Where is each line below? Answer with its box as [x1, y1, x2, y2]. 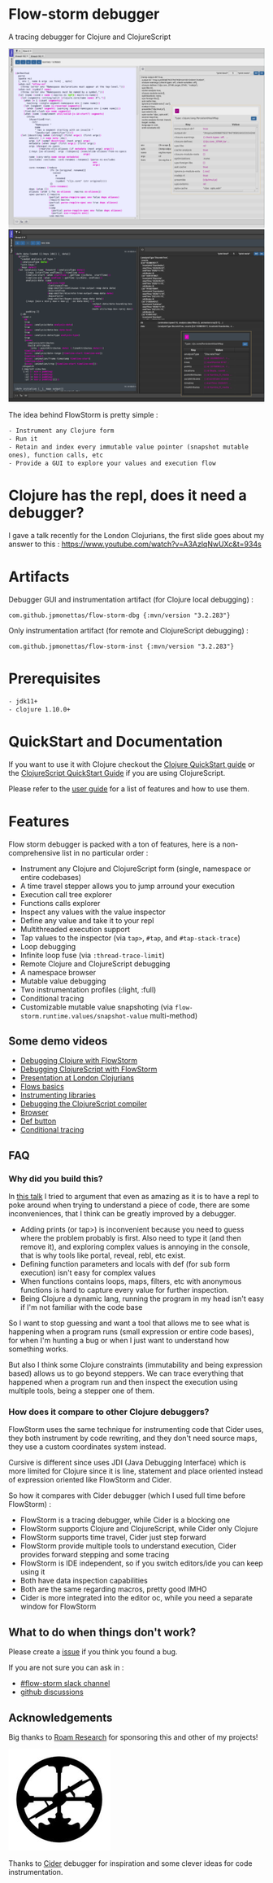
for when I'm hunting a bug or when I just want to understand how [8, 1336, 230, 1346]
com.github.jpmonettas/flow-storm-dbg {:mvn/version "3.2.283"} [8, 611, 231, 620]
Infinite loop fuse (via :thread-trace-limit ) [19, 950, 165, 960]
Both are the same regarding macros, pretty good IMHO [19, 1584, 207, 1594]
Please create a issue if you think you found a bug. [8, 1647, 178, 1657]
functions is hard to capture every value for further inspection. [19, 1285, 229, 1295]
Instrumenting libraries [19, 1090, 96, 1100]
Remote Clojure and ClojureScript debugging [19, 958, 171, 969]
